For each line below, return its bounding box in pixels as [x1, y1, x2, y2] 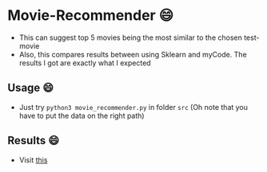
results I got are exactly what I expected [18, 58, 151, 68]
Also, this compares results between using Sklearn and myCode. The [18, 49, 247, 59]
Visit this [18, 154, 48, 165]
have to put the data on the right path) [18, 111, 145, 120]
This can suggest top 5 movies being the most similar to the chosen [18, 33, 243, 42]
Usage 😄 [7, 81, 54, 95]
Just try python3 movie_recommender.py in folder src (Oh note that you [18, 102, 249, 111]
